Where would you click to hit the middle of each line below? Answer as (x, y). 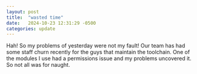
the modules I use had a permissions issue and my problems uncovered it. (99, 58)
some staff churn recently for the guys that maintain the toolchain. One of (98, 52)
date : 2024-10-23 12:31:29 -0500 (51, 23)
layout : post (23, 12)
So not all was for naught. (38, 65)
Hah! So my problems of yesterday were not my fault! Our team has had (96, 46)
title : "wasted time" (35, 17)
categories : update (31, 29)
